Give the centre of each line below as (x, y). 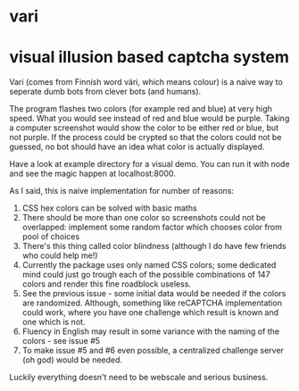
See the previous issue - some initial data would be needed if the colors (154, 294)
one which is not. (54, 322)
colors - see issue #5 (61, 341)
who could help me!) (60, 255)
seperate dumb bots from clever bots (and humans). (105, 92)
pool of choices (51, 237)
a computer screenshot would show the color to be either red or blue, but (144, 128)
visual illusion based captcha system (149, 58)
